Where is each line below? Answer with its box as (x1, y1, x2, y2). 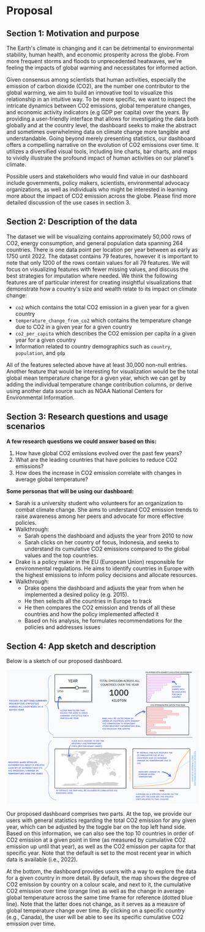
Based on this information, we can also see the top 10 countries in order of (6, 829, 194, 837)
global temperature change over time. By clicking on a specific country (6, 907, 185, 914)
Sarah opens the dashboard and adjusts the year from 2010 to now (24, 532, 193, 539)
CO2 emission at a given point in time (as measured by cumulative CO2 (6, 836, 186, 844)
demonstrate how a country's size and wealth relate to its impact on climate (6, 285, 197, 292)
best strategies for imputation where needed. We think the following (6, 272, 177, 280)
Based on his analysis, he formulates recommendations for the (24, 617, 182, 624)
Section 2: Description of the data (6, 216, 138, 227)
